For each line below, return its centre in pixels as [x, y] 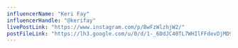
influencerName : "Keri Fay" [48, 14]
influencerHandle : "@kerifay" [52, 20]
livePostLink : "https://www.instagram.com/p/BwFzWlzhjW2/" [96, 27]
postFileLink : [28, 34]
